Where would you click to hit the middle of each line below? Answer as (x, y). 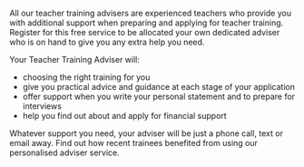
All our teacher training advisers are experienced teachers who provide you (151, 13)
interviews (42, 106)
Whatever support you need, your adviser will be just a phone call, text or (147, 133)
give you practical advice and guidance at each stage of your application (158, 87)
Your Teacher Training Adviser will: (75, 59)
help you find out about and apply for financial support (124, 116)
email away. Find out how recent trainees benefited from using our (134, 143)
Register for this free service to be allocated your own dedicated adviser (145, 32)
